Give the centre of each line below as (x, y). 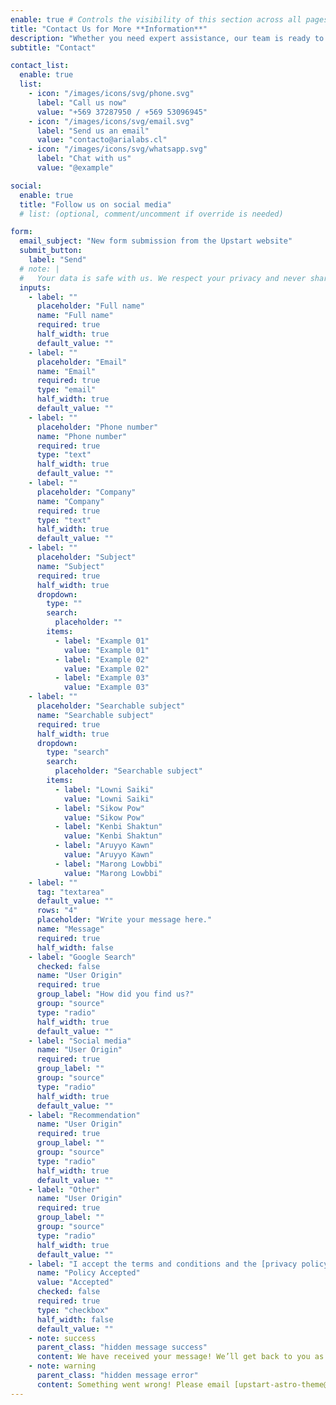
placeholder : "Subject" (86, 557)
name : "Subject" (70, 566)
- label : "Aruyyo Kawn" (104, 846)
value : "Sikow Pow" (104, 817)
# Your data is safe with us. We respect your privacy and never (163, 278)
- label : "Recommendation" (84, 1115)
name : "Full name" (75, 316)
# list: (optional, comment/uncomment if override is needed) (151, 214)
